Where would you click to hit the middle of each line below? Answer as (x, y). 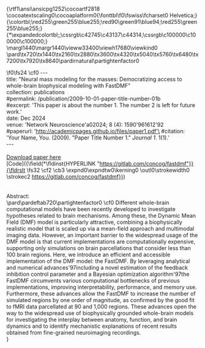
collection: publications (36, 92)
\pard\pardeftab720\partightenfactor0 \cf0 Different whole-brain (88, 202)
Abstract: (18, 196)
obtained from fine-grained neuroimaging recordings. (74, 332)
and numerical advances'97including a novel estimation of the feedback (97, 268)
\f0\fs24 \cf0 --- (27, 72)
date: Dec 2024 (26, 118)
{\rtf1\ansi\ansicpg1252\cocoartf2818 (53, 9)
